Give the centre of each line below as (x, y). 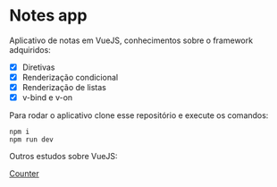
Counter (25, 174)
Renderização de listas (64, 88)
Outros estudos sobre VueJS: (63, 157)
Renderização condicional (70, 77)
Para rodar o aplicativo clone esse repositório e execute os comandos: (139, 115)
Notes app (48, 16)
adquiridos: (30, 49)
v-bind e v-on (47, 98)
